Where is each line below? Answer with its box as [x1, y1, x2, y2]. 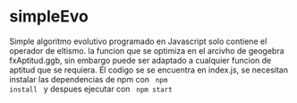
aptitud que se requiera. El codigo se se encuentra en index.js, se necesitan [9, 64, 289, 75]
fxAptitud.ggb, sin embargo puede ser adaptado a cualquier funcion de [9, 55, 272, 65]
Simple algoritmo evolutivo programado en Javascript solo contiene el [9, 36, 267, 47]
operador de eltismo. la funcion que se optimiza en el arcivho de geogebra [9, 45, 284, 56]
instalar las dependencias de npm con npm [9, 73, 168, 84]
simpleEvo [9, 6, 89, 27]
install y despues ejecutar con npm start [9, 83, 173, 94]
